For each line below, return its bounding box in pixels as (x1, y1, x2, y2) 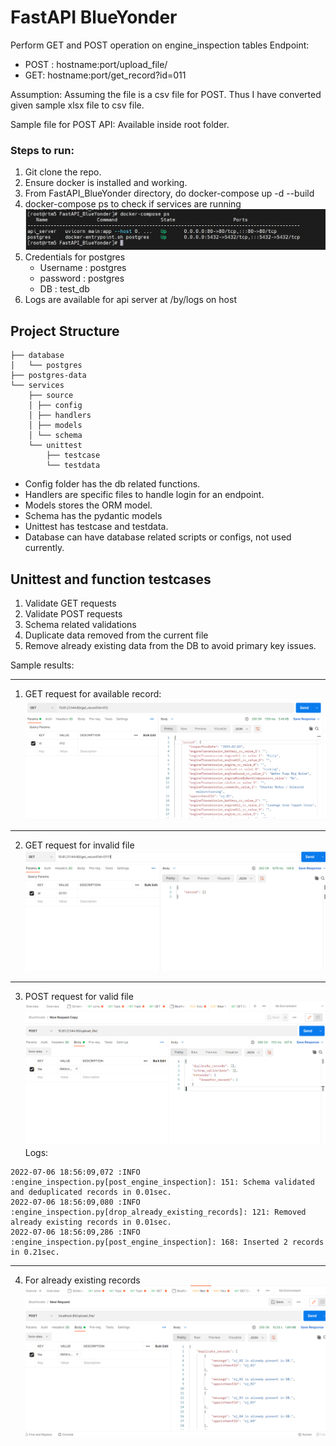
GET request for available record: (24, 688, 162, 700)
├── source (28, 391, 74, 401)
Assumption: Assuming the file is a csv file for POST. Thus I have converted (10, 88, 322, 100)
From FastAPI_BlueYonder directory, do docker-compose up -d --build (24, 187, 315, 200)
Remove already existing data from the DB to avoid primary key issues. (24, 640, 317, 652)
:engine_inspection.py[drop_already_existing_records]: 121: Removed (10, 1207, 307, 1217)
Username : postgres (39, 262, 127, 274)
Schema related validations (24, 619, 137, 631)
